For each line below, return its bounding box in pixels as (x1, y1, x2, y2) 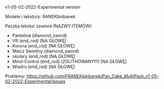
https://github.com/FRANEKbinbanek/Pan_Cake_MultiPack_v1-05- (26, 73, 159, 79)
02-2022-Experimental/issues (5, 78, 66, 84)
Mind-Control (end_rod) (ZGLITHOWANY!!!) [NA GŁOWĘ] (12, 59, 127, 64)
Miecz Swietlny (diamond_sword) (12, 48, 79, 54)
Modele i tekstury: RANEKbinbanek (5, 14, 76, 19)
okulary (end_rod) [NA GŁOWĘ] (12, 53, 76, 59)
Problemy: (5, 73, 26, 79)
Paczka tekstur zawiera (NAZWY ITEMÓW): (5, 23, 93, 29)
